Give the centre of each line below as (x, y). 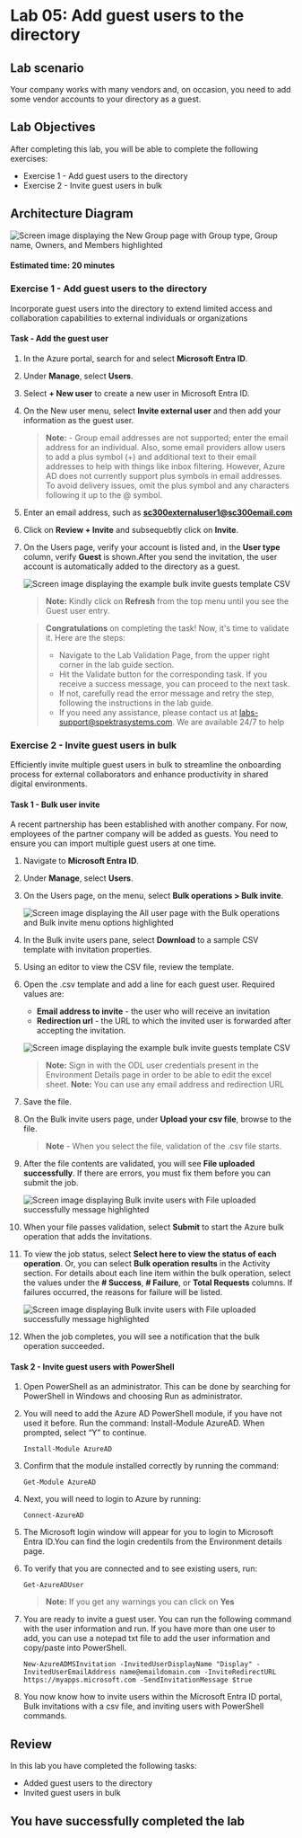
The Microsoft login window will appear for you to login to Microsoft (148, 1532)
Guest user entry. (78, 610)
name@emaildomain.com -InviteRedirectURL (198, 1673)
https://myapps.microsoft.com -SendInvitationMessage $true (138, 1680)
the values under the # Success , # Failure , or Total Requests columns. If (158, 1283)
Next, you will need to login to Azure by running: (112, 1499)
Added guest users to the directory (88, 1783)
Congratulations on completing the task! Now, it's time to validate (167, 628)
